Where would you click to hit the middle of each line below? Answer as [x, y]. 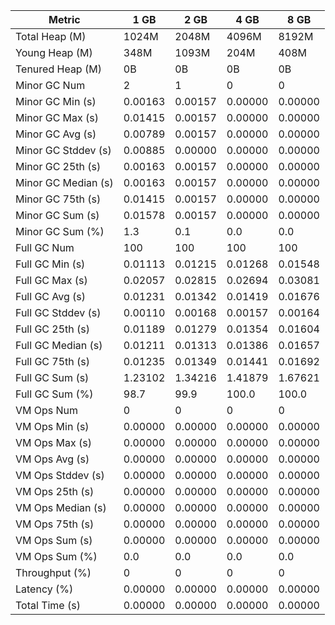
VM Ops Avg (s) [52, 459]
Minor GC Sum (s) [57, 215]
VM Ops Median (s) [61, 507]
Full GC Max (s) [51, 280]
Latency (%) [44, 589]
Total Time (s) [48, 605]
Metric [64, 19]
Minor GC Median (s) [64, 182]
